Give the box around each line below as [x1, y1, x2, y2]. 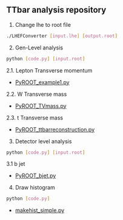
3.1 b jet [6, 160, 25, 168]
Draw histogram [15, 184, 56, 191]
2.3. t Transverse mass [6, 114, 64, 121]
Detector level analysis [15, 137, 72, 145]
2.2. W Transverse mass [6, 90, 67, 98]
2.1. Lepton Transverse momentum [6, 66, 93, 74]
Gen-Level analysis [15, 44, 64, 51]
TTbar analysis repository [6, 5, 107, 15]
